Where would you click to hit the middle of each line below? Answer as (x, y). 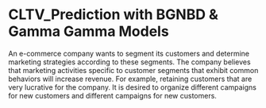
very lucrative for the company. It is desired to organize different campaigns (132, 87)
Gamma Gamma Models (89, 31)
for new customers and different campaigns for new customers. (112, 95)
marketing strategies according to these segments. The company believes (130, 62)
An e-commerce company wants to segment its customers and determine (129, 53)
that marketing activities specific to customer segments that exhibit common (133, 70)
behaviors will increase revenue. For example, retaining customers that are (130, 79)
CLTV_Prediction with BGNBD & (113, 15)
